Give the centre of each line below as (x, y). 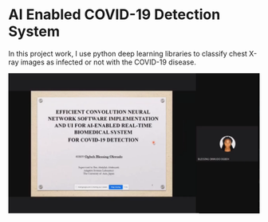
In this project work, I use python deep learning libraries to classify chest (128, 53)
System (34, 31)
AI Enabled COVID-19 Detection (114, 15)
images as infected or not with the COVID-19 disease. (108, 62)
